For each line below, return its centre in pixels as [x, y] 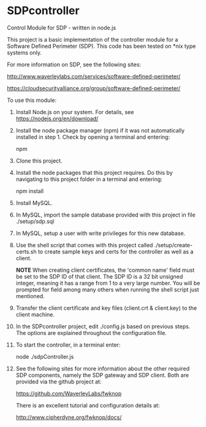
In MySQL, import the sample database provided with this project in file [105, 215]
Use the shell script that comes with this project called [84, 245]
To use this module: [32, 100]
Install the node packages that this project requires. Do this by [94, 172]
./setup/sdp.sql [35, 221]
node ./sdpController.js [45, 356]
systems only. [25, 52]
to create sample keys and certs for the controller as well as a [116, 252]
